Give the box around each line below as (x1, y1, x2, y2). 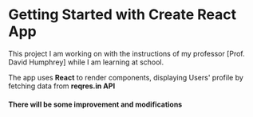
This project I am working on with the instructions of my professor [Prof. (8, 49, 245, 58)
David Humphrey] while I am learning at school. (8, 57, 164, 67)
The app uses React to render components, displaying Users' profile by (8, 72, 243, 82)
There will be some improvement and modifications (8, 99, 183, 109)
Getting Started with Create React (8, 6, 237, 24)
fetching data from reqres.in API (8, 81, 116, 91)
